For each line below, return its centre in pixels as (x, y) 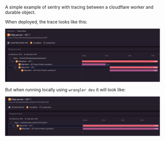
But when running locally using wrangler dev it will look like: (66, 89)
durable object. (20, 12)
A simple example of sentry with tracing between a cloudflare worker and (79, 7)
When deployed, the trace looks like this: (46, 22)
